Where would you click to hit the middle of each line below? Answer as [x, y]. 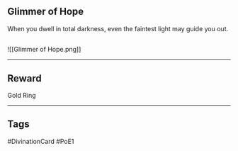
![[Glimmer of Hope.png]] [44, 50]
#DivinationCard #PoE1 [41, 141]
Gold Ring [22, 96]
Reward [25, 78]
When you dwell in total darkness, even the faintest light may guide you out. [118, 28]
